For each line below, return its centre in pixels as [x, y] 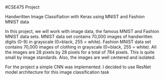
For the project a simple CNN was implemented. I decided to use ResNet [78, 67]
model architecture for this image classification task [57, 72]
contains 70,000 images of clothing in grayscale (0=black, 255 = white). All [81, 47]
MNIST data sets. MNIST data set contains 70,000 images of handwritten [79, 37]
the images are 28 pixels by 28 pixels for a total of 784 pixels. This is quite [80, 52]
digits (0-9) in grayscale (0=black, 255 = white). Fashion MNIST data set [78, 42]
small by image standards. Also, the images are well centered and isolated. [80, 57]
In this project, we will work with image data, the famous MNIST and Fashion [82, 31]
